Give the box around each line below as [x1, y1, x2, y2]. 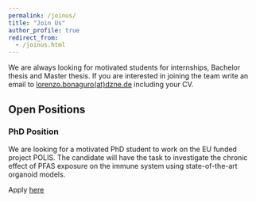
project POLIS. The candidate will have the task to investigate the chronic [8, 152, 248, 162]
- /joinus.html [15, 41, 66, 49]
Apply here [8, 185, 45, 194]
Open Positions [8, 102, 86, 116]
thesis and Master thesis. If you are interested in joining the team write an [8, 71, 249, 81]
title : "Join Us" [8, 19, 66, 27]
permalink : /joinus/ [8, 11, 77, 20]
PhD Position [8, 126, 60, 137]
